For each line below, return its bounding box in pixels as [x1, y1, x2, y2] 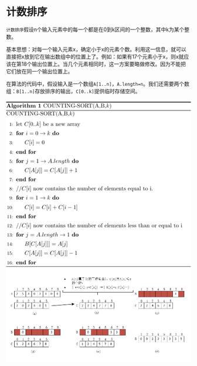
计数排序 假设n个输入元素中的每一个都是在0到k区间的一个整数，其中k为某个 [6, 26, 185, 33]
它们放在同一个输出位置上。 [6, 68, 73, 75]
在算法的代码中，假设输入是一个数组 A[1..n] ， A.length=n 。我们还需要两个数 [6, 80, 189, 87]
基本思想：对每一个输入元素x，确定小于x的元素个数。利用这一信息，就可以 [6, 45, 186, 53]
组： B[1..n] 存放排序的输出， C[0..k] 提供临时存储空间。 [6, 88, 141, 95]
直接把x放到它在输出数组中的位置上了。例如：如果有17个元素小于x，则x [6, 53, 179, 60]
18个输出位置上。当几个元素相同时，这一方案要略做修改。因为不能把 [21, 60, 186, 68]
